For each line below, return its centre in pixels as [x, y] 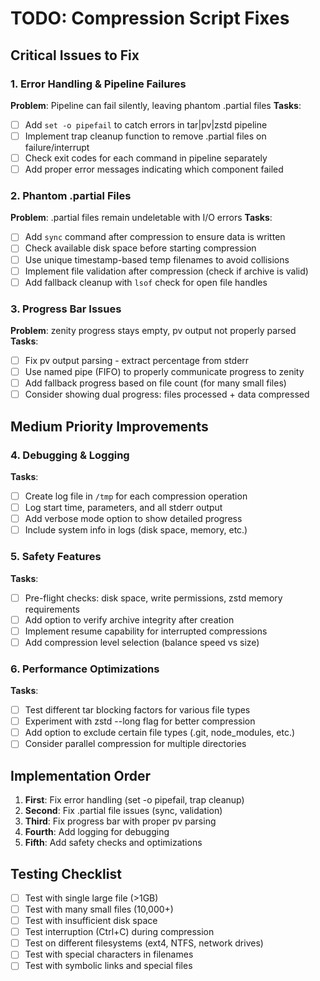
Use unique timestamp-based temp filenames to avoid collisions [157, 259]
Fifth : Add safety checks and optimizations [113, 843]
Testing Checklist [66, 873]
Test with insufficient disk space [91, 921]
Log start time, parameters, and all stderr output [123, 508]
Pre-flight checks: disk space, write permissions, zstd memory [153, 598]
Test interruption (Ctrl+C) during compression [119, 932]
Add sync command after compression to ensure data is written [155, 237]
